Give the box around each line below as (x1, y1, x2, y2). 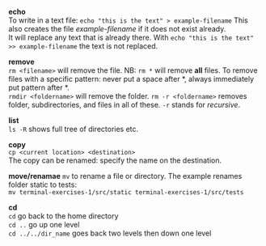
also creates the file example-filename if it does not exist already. (8, 24, 226, 33)
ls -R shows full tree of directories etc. (8, 125, 139, 134)
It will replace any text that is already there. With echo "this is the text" (8, 32, 255, 42)
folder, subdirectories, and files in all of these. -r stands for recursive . (8, 100, 241, 109)
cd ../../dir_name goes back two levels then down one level (8, 228, 212, 238)
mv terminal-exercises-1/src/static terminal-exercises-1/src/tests (8, 189, 244, 197)
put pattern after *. (8, 83, 70, 92)
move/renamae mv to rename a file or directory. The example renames (8, 172, 243, 180)
